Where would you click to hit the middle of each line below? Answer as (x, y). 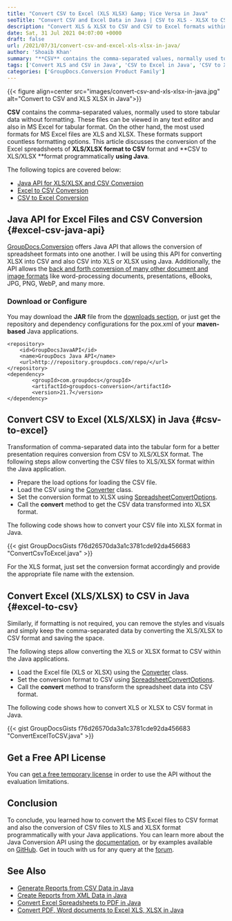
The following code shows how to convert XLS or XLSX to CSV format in (110, 708)
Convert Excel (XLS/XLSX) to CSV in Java (98, 596)
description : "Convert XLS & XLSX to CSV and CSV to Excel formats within (117, 26)
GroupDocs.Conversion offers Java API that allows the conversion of (105, 247)
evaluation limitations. (38, 782)
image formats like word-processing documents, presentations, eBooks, (110, 276)
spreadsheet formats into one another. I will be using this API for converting (115, 254)
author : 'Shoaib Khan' (40, 53)
